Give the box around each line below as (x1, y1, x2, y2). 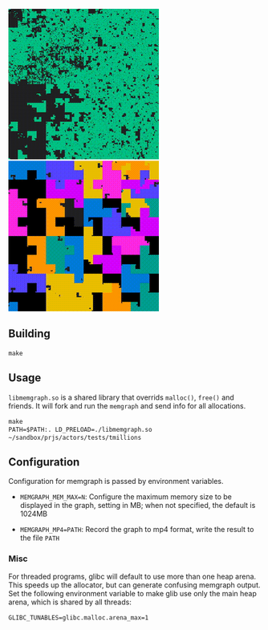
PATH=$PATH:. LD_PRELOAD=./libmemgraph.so (8, 425, 152, 433)
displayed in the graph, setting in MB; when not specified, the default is (19, 501, 256, 510)
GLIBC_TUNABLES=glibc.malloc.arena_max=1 (8, 613, 149, 622)
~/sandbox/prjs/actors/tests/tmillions (8, 433, 142, 441)
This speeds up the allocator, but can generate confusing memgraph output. (8, 579, 261, 590)
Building (8, 327, 51, 341)
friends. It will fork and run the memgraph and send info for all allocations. (8, 400, 246, 410)
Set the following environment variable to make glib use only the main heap (8, 588, 257, 598)
